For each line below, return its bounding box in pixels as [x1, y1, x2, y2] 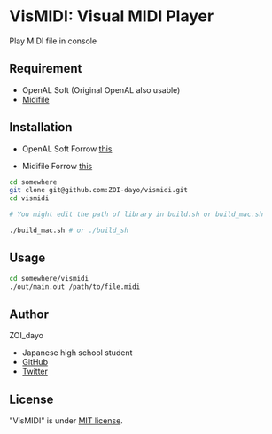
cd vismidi [9, 194, 50, 203]
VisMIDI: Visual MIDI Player [9, 6, 214, 27]
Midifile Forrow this [21, 160, 93, 171]
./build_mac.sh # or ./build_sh [9, 226, 128, 236]
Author [9, 306, 49, 322]
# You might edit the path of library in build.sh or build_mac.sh [9, 210, 264, 219]
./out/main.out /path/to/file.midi [9, 282, 141, 291]
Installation [9, 120, 73, 135]
